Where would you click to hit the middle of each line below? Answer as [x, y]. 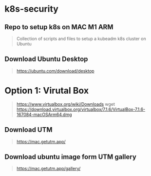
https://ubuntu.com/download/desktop [55, 71]
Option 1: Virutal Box [47, 91]
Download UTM [28, 130]
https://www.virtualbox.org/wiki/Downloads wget [66, 104]
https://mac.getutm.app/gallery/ [48, 169]
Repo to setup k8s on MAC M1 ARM [59, 27]
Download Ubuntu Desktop [46, 59]
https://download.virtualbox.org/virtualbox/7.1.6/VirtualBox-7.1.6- [81, 109]
